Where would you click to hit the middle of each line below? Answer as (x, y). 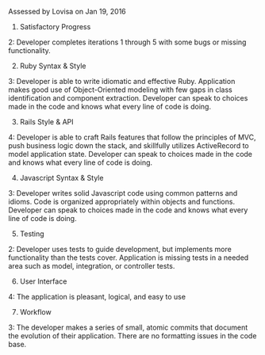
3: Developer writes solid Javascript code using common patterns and (123, 193)
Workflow (35, 312)
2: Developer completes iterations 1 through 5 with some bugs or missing (127, 42)
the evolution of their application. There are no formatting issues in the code (132, 336)
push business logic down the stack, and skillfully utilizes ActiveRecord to (129, 145)
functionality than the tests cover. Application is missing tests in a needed (129, 258)
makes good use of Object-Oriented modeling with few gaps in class (120, 90)
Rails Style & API (46, 122)
